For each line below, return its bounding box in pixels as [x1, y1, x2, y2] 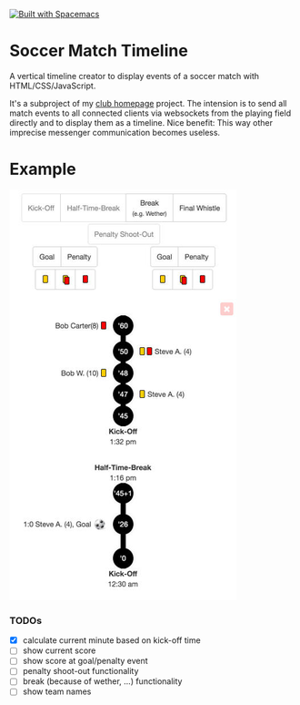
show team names [22, 686, 92, 697]
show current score [22, 645, 96, 656]
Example [9, 159, 76, 179]
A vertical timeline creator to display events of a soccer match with [9, 70, 260, 81]
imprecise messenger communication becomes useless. [9, 127, 221, 138]
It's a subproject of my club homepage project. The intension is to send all [9, 97, 288, 108]
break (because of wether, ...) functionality [22, 676, 183, 687]
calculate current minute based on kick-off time [22, 635, 202, 646]
